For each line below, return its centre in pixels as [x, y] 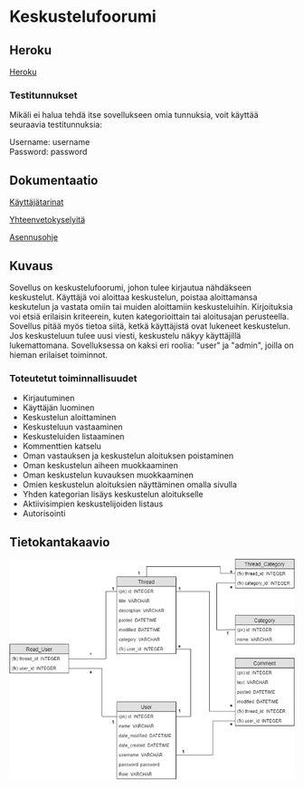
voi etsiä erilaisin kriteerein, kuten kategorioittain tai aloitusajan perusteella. [149, 316]
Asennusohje [34, 237]
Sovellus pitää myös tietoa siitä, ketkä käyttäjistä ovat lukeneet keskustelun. [150, 326]
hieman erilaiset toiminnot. [59, 354]
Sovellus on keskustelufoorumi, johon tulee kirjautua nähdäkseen [130, 287]
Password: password [48, 152]
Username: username [50, 142]
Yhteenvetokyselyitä [47, 220]
